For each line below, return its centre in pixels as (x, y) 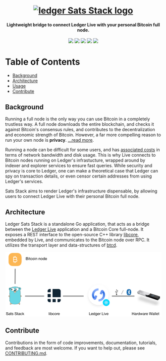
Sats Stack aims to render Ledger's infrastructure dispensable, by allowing (81, 191)
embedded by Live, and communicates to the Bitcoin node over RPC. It (77, 240)
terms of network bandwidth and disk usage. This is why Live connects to (81, 155)
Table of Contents (43, 62)
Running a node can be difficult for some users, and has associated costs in (83, 150)
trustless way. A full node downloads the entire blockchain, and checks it (80, 124)
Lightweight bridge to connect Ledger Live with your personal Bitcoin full (83, 24)
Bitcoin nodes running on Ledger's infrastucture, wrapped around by (75, 160)
